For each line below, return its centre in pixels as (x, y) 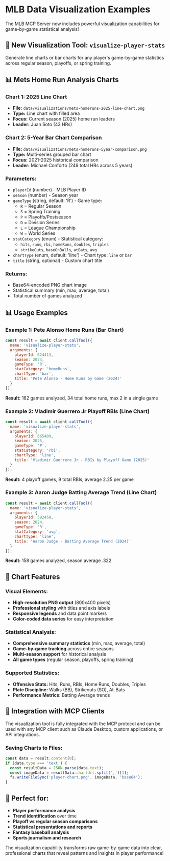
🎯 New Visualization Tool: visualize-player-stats (85, 45)
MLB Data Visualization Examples (78, 9)
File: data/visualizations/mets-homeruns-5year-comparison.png (80, 149)
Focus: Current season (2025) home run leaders (64, 119)
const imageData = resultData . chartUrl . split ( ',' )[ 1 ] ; (69, 773)
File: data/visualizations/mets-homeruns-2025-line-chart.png (78, 108)
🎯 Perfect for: (27, 798)
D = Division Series (40, 223)
